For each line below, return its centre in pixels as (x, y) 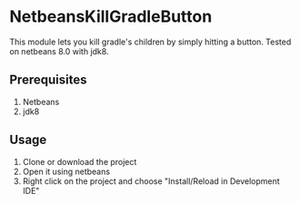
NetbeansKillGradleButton (111, 17)
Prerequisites (48, 80)
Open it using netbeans (66, 171)
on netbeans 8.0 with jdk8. (59, 51)
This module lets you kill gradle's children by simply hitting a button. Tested (150, 42)
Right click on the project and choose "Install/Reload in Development (151, 181)
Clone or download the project (80, 161)
